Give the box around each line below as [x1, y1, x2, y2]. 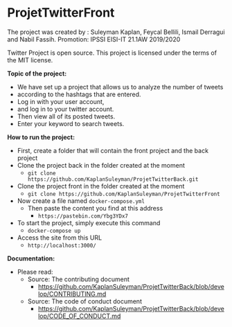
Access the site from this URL [17, 233, 102, 242]
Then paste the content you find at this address [27, 204, 163, 212]
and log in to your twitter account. [17, 105, 114, 113]
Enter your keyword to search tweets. [17, 119, 125, 127]
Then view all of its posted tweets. [17, 112, 116, 121]
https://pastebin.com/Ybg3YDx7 [37, 213, 128, 220]
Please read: [17, 267, 53, 276]
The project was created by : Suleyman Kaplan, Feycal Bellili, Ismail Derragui [7, 28, 225, 36]
